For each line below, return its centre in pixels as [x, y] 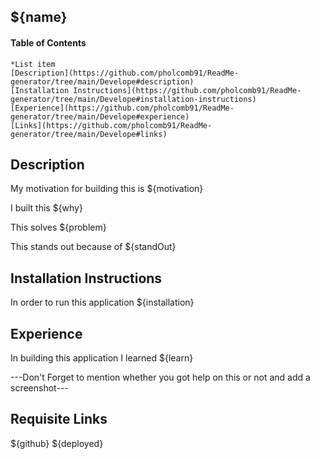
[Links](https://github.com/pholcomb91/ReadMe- [111, 125]
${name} [39, 17]
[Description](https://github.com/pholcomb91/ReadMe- [125, 73]
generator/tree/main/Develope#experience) [100, 116]
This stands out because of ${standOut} [93, 247]
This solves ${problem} [58, 227]
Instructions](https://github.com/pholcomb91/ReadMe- [187, 90]
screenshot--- [39, 388]
